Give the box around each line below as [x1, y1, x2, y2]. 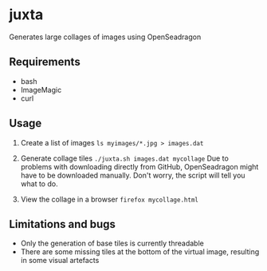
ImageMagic [20, 85, 62, 94]
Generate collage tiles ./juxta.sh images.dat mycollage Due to [20, 153, 230, 163]
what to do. [20, 178, 58, 189]
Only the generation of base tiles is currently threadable [20, 238, 204, 249]
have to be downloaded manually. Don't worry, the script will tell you [20, 170, 245, 180]
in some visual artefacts [20, 256, 100, 265]
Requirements [9, 55, 80, 69]
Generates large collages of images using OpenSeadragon [9, 32, 202, 42]
